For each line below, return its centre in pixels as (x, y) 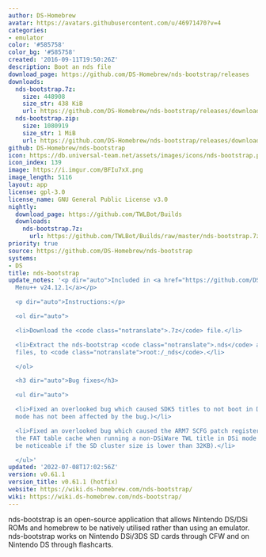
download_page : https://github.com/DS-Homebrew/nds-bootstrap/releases (129, 74)
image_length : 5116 (40, 178)
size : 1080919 (46, 126)
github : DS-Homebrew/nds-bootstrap (67, 148)
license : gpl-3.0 (37, 192)
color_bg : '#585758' (42, 52)
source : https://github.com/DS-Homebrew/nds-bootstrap (101, 251)
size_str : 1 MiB (49, 133)
